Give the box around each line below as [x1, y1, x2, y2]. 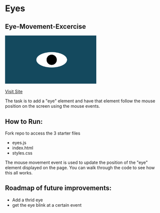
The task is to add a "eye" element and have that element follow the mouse [5, 98, 156, 104]
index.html [12, 145, 34, 151]
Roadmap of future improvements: [5, 184, 112, 193]
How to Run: [5, 117, 43, 126]
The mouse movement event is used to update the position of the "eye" [5, 159, 148, 166]
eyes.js [12, 140, 27, 146]
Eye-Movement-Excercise [5, 22, 86, 31]
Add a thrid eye [12, 197, 43, 203]
